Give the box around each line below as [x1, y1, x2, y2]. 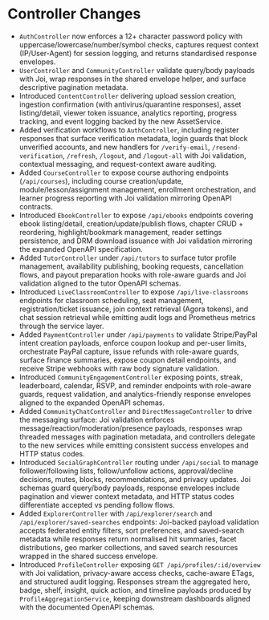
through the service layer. [18, 321, 104, 330]
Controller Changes [7, 5, 141, 23]
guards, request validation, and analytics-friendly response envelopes [18, 389, 251, 399]
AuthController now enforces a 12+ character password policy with [18, 31, 243, 41]
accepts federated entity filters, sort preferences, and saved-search [18, 525, 245, 535]
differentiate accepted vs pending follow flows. [18, 500, 175, 509]
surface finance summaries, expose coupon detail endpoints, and [18, 355, 237, 365]
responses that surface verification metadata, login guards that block [18, 133, 248, 143]
